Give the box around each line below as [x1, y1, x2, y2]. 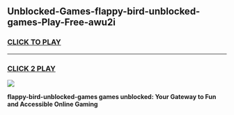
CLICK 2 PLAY [7, 63, 56, 73]
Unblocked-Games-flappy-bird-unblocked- [7, 6, 201, 17]
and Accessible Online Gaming [7, 100, 98, 108]
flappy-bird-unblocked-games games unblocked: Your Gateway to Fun [7, 92, 217, 100]
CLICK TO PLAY [7, 38, 61, 47]
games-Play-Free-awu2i [7, 17, 116, 29]
